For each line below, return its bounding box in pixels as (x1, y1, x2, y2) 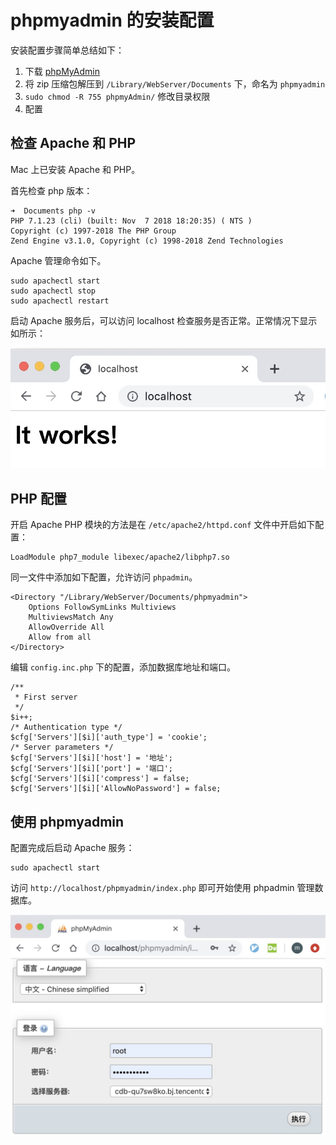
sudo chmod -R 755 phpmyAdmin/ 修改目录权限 (24, 90, 211, 102)
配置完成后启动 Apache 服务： (10, 841, 135, 853)
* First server (14, 692, 78, 703)
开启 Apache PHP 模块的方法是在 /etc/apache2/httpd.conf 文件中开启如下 (10, 519, 316, 531)
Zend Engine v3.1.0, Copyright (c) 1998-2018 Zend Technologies (10, 236, 284, 246)
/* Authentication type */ (10, 722, 123, 733)
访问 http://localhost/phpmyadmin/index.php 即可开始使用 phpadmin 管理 (10, 881, 315, 893)
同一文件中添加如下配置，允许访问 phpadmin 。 (10, 571, 198, 583)
